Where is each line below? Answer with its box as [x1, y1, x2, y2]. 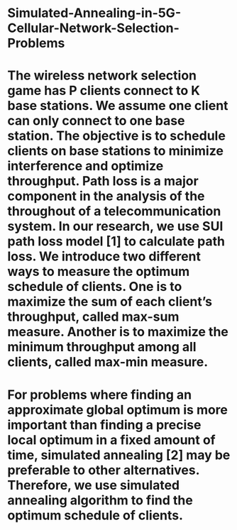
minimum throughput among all [7, 339, 197, 355]
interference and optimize [7, 158, 164, 175]
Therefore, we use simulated [7, 477, 180, 493]
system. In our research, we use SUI [7, 219, 224, 235]
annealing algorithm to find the [7, 492, 193, 508]
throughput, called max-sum [7, 309, 180, 325]
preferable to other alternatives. [7, 462, 200, 478]
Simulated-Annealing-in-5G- [7, 5, 182, 21]
